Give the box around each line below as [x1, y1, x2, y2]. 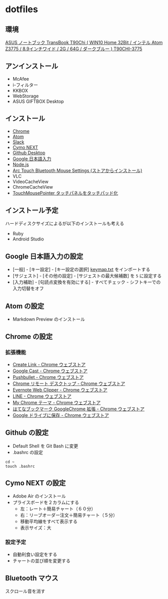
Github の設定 [5, 429, 49, 437]
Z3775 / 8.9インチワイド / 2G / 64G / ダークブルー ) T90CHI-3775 [5, 46, 143, 52]
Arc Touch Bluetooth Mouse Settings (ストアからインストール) [12, 167, 143, 173]
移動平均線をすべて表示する [20, 518, 78, 524]
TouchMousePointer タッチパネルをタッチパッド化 [12, 190, 118, 196]
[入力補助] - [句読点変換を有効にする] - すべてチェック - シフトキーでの [12, 279, 161, 285]
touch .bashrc [5, 464, 35, 469]
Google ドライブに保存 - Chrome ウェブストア [12, 412, 109, 418]
